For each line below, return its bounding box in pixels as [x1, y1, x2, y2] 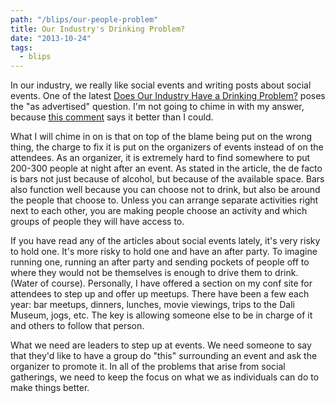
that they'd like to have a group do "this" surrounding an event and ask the [10, 350, 318, 362]
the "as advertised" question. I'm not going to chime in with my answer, [10, 101, 305, 113]
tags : [10, 42, 33, 53]
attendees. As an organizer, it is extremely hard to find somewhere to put [10, 152, 311, 164]
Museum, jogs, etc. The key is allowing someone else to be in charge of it [10, 309, 313, 321]
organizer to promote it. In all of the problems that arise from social [10, 361, 286, 373]
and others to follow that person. [10, 320, 145, 332]
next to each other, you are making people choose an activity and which [10, 205, 308, 217]
